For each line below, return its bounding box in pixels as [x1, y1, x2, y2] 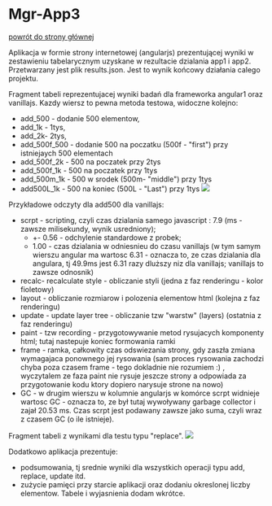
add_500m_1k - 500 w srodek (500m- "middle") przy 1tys [20, 174, 213, 184]
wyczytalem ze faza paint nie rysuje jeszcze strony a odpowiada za [20, 371, 247, 381]
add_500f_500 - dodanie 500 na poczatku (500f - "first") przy [20, 139, 229, 149]
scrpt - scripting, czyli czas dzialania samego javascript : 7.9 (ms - [20, 215, 243, 225]
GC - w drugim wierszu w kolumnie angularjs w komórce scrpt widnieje [20, 388, 261, 398]
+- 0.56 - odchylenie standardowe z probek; [32, 233, 182, 242]
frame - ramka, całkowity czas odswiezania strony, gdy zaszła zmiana [20, 345, 256, 355]
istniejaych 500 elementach [20, 148, 113, 158]
